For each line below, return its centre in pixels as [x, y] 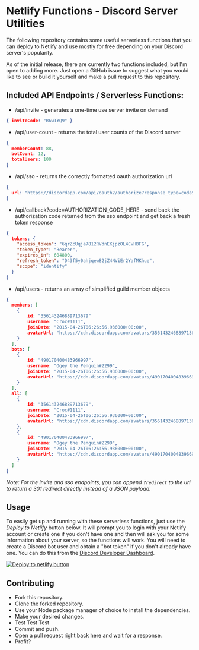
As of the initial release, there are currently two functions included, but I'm [97, 64]
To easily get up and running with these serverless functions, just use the [96, 522]
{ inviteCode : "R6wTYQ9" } [39, 121]
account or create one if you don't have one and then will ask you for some [98, 534]
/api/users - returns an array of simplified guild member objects [92, 289]
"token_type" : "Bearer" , [47, 250]
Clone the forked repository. [49, 604]
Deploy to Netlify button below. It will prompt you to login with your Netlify [96, 528]
